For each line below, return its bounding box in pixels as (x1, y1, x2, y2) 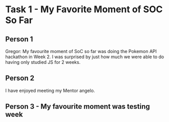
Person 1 (5, 35, 33, 43)
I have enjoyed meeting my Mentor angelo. (5, 87, 95, 93)
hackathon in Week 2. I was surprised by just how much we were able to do (5, 54, 164, 60)
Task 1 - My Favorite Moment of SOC (5, 4, 163, 15)
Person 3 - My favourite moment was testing (5, 102, 150, 111)
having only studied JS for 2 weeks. (5, 59, 81, 65)
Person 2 (5, 74, 35, 83)
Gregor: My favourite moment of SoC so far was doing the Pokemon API (5, 48, 157, 54)
